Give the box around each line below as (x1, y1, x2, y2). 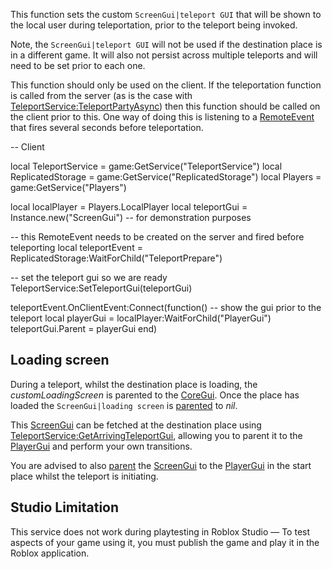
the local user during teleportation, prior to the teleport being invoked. (10, 19, 298, 31)
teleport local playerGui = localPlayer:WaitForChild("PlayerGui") (10, 312, 272, 324)
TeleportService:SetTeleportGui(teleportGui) (10, 282, 193, 294)
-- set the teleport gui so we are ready (10, 272, 168, 283)
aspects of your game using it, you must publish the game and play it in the (10, 536, 320, 548)
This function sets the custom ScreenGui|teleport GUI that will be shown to (10, 9, 322, 20)
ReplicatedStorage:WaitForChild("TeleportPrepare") (10, 252, 223, 264)
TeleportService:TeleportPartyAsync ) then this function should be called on (10, 100, 321, 112)
